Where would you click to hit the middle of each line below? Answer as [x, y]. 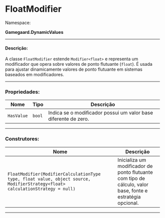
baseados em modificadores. [35, 75]
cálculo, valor [133, 184]
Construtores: [22, 139]
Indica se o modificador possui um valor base [101, 113]
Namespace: [18, 23]
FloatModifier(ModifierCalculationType [54, 174]
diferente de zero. [69, 119]
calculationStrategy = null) [41, 189]
